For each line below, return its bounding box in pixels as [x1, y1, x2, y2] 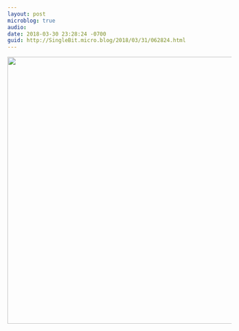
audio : [7, 23, 27, 31]
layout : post [7, 10, 46, 18]
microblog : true [7, 17, 55, 24]
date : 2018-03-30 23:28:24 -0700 [7, 30, 107, 38]
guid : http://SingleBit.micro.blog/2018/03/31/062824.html [7, 37, 186, 44]
